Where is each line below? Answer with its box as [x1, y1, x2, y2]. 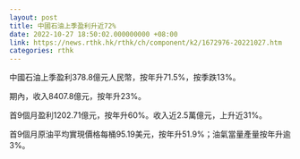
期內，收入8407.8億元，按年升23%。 [9, 91, 146, 102]
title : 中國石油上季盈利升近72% [9, 21, 116, 30]
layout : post [9, 13, 58, 22]
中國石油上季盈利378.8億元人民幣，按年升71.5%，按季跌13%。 [9, 72, 241, 83]
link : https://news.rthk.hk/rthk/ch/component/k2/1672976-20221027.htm [9, 38, 282, 47]
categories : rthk [9, 46, 74, 55]
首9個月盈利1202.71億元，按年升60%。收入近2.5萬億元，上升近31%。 [9, 110, 267, 121]
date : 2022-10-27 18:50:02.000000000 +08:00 [9, 29, 178, 38]
